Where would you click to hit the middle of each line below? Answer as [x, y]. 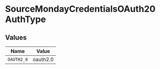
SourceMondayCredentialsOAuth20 [80, 9]
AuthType [26, 19]
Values [16, 37]
